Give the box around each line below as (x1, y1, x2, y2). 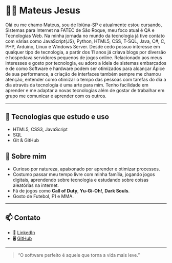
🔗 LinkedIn (12, 230, 35, 236)
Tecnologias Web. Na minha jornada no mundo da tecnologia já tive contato (5, 32, 165, 39)
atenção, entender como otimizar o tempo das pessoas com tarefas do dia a (5, 76, 166, 82)
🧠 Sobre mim (5, 152, 47, 161)
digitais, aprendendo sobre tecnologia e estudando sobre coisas (12, 177, 149, 183)
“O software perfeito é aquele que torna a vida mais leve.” (17, 252, 140, 258)
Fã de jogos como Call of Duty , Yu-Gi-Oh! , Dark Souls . (12, 187, 130, 194)
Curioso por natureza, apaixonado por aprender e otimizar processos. (12, 166, 160, 172)
